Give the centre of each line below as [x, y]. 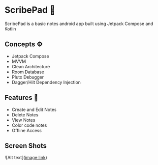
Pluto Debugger [28, 77]
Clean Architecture [31, 66]
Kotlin [10, 28]
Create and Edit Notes [34, 110]
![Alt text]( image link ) [26, 158]
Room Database [28, 72]
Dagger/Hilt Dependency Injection [46, 82]
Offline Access [27, 130]
